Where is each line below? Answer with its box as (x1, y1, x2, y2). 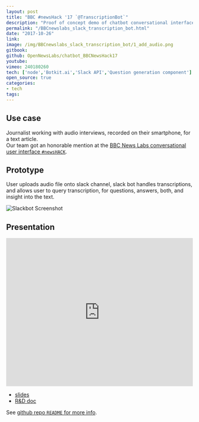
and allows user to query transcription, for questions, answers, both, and (6, 187, 184, 194)
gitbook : (6, 47, 28, 53)
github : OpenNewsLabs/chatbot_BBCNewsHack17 (6, 53, 118, 59)
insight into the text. (6, 193, 55, 200)
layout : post (6, 8, 38, 15)
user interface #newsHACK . (6, 148, 68, 155)
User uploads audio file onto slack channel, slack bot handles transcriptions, (6, 181, 192, 188)
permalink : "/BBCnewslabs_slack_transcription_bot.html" (6, 25, 150, 31)
